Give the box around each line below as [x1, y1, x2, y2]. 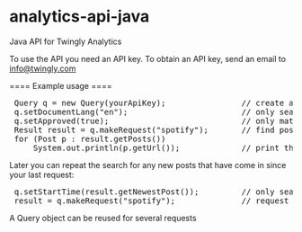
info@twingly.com [9, 63, 76, 74]
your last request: [9, 169, 75, 180]
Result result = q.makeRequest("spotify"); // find [13, 124, 276, 135]
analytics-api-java [9, 6, 150, 27]
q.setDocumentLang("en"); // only [13, 106, 276, 117]
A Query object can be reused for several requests [9, 212, 197, 223]
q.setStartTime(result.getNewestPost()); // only [13, 186, 276, 197]
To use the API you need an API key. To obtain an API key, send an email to [9, 53, 286, 64]
